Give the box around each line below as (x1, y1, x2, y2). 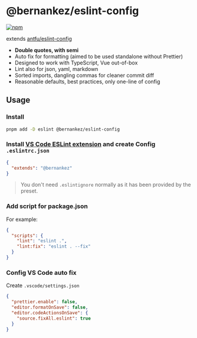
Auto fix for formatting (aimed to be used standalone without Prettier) (14, 53, 183, 60)
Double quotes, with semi (14, 46, 78, 54)
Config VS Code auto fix (6, 268, 77, 277)
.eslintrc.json (6, 148, 50, 154)
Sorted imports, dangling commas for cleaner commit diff (14, 71, 155, 79)
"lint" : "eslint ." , (17, 238, 67, 244)
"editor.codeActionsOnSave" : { (11, 310, 88, 316)
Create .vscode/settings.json (6, 282, 80, 289)
